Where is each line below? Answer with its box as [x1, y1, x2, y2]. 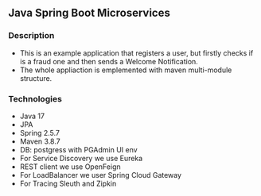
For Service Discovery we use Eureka [19, 153, 143, 163]
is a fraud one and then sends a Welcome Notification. [19, 56, 199, 66]
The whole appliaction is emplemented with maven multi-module [19, 65, 232, 75]
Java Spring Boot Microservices [8, 6, 171, 20]
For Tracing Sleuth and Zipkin [19, 179, 117, 188]
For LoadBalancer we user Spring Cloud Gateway [19, 170, 181, 179]
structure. [19, 73, 53, 83]
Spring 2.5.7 [19, 128, 60, 137]
